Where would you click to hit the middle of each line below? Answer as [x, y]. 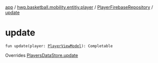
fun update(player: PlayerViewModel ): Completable [59, 46]
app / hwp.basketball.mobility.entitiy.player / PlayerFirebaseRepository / [79, 7]
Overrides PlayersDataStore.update [42, 55]
